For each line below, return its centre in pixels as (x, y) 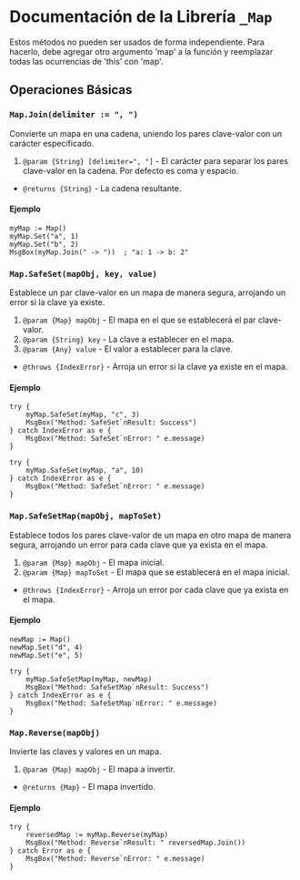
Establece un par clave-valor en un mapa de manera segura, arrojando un (148, 292)
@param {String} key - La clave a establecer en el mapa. (128, 340)
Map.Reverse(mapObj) (55, 732)
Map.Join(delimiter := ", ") (74, 115)
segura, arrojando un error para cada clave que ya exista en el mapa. (139, 545)
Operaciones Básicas (71, 90)
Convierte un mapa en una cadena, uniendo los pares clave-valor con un (146, 133)
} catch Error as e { (50, 851)
